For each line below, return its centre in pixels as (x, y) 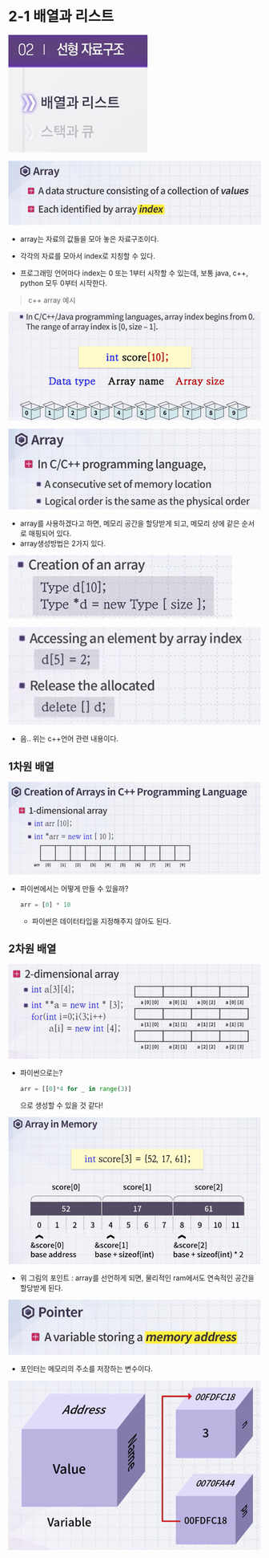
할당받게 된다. (42, 1288)
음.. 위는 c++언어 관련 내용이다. (69, 738)
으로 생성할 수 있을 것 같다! (62, 1105)
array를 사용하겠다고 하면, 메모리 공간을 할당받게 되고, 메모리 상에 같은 (130, 523)
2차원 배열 (32, 949)
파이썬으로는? (41, 1073)
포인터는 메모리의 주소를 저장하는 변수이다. (86, 1369)
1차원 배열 (31, 766)
